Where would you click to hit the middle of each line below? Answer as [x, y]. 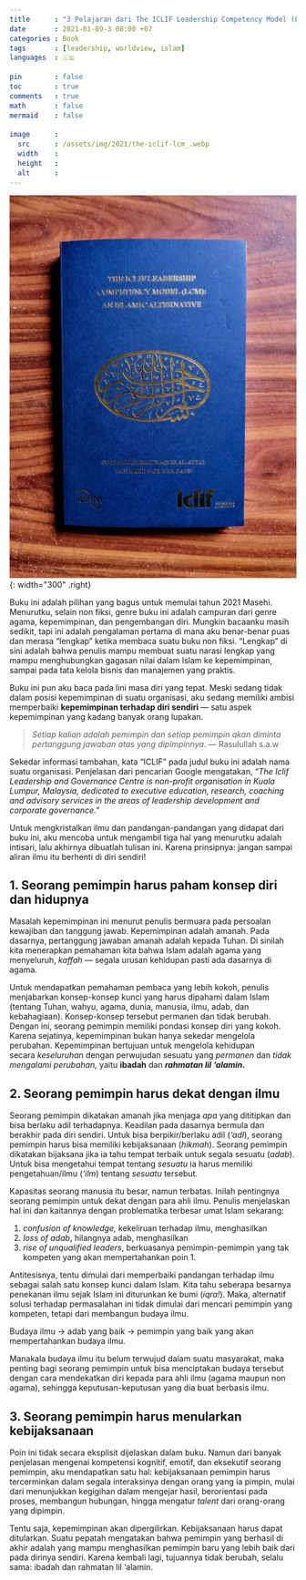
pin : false [46, 77]
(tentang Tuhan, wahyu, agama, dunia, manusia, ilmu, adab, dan [129, 1007]
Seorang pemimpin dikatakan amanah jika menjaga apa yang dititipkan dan [150, 1115]
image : [34, 135]
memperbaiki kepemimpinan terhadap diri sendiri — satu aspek [131, 707]
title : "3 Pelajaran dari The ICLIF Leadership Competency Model [148, 19]
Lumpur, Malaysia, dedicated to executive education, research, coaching [147, 790]
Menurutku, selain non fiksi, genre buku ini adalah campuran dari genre [143, 611]
